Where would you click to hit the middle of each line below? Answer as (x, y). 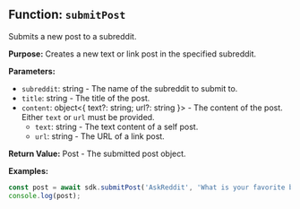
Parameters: (32, 71)
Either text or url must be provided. (88, 117)
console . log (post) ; (45, 196)
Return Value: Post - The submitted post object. (97, 153)
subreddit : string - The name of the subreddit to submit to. (129, 88)
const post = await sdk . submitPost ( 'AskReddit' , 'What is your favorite (147, 187)
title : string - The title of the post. (86, 98)
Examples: (28, 170)
